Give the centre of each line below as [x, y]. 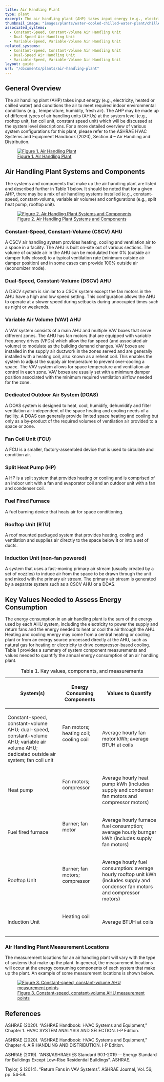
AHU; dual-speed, [29, 730]
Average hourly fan [124, 733]
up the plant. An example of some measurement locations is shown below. [80, 973]
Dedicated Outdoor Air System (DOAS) [52, 395]
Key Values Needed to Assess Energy [63, 600]
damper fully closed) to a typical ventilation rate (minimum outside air [75, 257]
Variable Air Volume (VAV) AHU [43, 319]
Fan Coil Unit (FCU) [28, 439]
